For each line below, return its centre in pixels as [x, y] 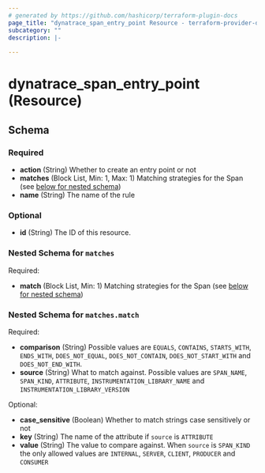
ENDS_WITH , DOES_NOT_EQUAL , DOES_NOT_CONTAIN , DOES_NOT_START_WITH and [135, 355]
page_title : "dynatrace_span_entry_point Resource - [97, 23]
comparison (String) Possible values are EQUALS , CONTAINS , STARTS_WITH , [135, 347]
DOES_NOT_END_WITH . [51, 364]
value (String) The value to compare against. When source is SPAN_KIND [135, 445]
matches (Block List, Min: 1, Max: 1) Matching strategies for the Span [131, 178]
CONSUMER [34, 462]
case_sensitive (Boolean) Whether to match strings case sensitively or [135, 419]
